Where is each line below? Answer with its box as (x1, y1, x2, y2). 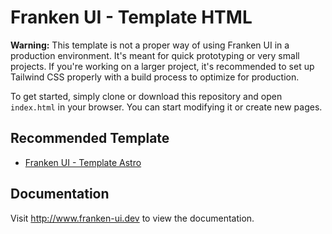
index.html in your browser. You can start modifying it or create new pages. (10, 101, 323, 113)
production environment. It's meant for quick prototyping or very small (10, 49, 300, 61)
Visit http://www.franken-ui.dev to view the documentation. (10, 212, 255, 224)
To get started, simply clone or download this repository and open (10, 90, 283, 102)
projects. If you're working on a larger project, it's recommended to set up (10, 60, 315, 72)
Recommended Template (10, 130, 170, 147)
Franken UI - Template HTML (10, 6, 253, 29)
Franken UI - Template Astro (24, 156, 142, 168)
